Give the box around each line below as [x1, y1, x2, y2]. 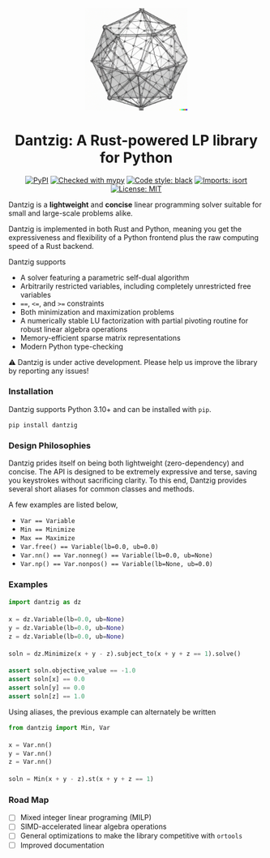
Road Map [8, 794, 49, 805]
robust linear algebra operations [19, 324, 128, 334]
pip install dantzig [8, 421, 79, 429]
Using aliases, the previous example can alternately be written [8, 706, 216, 717]
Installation [8, 386, 54, 397]
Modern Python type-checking [19, 341, 124, 351]
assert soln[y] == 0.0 [8, 684, 85, 693]
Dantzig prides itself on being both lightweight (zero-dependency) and [8, 458, 245, 468]
